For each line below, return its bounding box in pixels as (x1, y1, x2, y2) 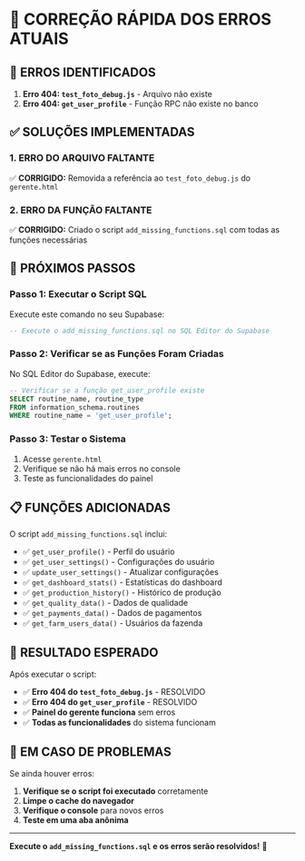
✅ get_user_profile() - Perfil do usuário (22, 546, 175, 558)
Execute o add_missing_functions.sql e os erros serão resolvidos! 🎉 (9, 841, 268, 852)
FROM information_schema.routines (9, 402, 141, 412)
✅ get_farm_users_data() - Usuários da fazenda (22, 618, 203, 628)
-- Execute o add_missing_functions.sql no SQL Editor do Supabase (9, 326, 271, 335)
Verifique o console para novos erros (22, 805, 164, 816)
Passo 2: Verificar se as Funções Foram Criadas (9, 348, 224, 361)
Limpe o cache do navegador (22, 796, 134, 807)
